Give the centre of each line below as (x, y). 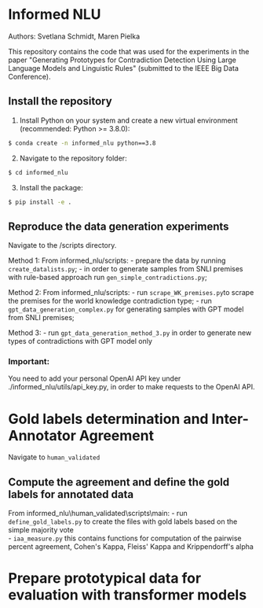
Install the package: (51, 187)
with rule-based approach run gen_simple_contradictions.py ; (108, 278)
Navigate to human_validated (54, 457)
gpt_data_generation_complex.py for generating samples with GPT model (126, 309)
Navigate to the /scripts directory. (62, 245)
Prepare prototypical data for (105, 579)
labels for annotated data (71, 494)
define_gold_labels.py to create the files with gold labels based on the (123, 521)
